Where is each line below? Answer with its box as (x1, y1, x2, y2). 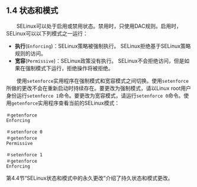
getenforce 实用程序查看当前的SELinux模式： (11, 99, 120, 107)
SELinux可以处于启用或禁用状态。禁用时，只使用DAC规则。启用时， (17, 22, 182, 30)
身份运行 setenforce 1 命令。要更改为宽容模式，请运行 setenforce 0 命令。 (6, 92, 184, 99)
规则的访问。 (14, 50, 46, 57)
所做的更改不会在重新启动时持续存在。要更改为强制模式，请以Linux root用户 (6, 85, 191, 92)
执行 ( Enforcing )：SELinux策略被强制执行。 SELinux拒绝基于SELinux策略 (14, 42, 191, 49)
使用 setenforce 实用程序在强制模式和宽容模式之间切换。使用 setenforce (17, 77, 189, 84)
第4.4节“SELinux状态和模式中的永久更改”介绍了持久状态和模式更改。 (6, 174, 173, 182)
